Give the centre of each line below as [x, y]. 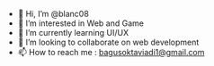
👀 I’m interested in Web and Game [80, 23]
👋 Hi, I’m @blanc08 [53, 14]
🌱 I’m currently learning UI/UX [73, 33]
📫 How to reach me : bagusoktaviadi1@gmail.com [111, 52]
